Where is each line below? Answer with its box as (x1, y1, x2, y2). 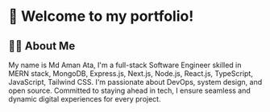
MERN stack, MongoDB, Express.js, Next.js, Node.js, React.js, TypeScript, (8, 69, 254, 78)
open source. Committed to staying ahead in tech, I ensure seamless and (8, 86, 251, 95)
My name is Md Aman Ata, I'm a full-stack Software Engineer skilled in (8, 60, 242, 70)
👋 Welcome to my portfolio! (8, 7, 194, 26)
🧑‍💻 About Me (8, 39, 76, 53)
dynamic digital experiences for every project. (8, 94, 161, 103)
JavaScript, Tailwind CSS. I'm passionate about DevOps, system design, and (8, 78, 263, 86)
